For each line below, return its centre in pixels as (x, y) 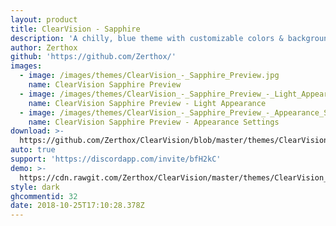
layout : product (44, 19)
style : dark (35, 187)
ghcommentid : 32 (44, 196)
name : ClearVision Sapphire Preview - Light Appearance (147, 103)
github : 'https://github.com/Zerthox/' (93, 57)
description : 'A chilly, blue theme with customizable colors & (147, 38)
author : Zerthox (44, 47)
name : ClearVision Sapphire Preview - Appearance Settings (154, 122)
